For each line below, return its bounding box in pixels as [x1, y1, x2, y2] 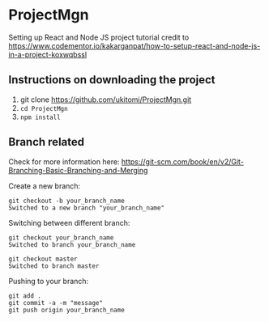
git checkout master [8, 255, 79, 263]
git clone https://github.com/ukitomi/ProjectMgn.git [19, 95, 192, 104]
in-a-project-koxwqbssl [8, 49, 88, 59]
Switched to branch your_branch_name [8, 240, 136, 248]
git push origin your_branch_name [8, 306, 126, 314]
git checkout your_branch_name [8, 233, 114, 242]
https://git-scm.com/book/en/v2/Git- [121, 156, 245, 167]
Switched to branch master [8, 261, 100, 270]
